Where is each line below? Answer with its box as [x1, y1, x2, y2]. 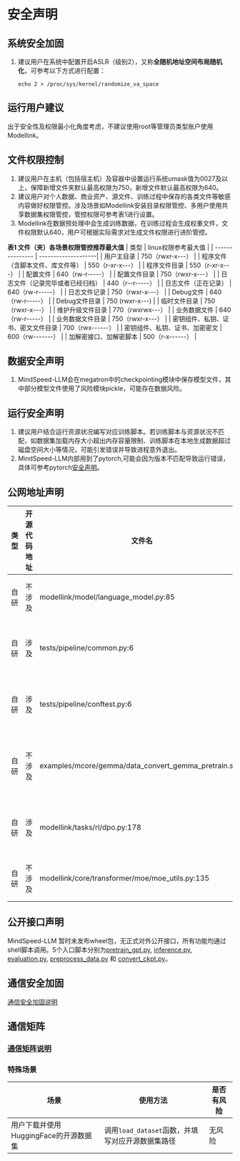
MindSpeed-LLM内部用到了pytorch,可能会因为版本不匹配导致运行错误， [17, 454, 230, 463]
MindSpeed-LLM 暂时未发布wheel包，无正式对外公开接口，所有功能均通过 [7, 936, 226, 945]
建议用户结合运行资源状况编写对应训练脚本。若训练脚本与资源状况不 [17, 428, 219, 436]
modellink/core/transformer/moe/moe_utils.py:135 [39, 873, 210, 883]
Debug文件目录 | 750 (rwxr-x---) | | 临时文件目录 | [56, 296, 203, 305]
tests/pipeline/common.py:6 [39, 643, 134, 653]
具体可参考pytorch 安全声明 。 [17, 463, 104, 472]
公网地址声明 [7, 486, 64, 498]
